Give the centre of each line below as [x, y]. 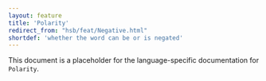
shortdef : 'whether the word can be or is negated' [96, 38]
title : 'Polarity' [39, 23]
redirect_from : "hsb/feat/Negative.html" [78, 30]
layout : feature [35, 15]
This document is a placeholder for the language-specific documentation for [134, 60]
